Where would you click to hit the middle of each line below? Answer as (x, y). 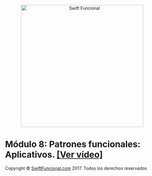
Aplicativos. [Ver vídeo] (54, 155)
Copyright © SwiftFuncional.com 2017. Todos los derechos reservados (76, 168)
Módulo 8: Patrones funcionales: (73, 144)
